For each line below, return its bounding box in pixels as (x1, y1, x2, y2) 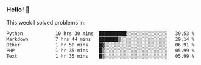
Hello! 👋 (6, 5, 30, 14)
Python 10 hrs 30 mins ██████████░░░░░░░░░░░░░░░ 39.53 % (6, 31, 195, 37)
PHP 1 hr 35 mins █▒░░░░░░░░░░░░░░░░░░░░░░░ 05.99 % (6, 48, 195, 54)
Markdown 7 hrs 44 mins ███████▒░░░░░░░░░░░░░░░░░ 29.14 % (6, 36, 195, 43)
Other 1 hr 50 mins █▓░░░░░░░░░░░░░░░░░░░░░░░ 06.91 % (6, 42, 195, 48)
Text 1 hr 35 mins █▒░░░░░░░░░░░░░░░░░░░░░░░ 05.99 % (6, 53, 195, 59)
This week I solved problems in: (6, 19, 86, 26)
